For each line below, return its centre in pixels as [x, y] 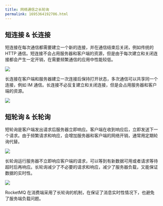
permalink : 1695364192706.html [37, 14]
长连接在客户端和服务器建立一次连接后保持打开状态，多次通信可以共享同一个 [81, 79]
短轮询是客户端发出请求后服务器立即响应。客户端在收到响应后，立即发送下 [79, 129]
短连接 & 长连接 [28, 35]
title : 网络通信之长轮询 [27, 9]
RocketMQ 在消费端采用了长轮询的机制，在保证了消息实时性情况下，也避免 [80, 192]
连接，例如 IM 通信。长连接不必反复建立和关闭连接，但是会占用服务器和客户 [81, 85]
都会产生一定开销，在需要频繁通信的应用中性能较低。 [62, 60]
